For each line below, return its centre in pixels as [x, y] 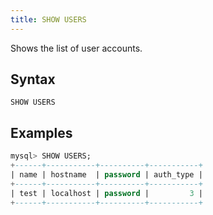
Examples [41, 132]
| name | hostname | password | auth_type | [106, 175]
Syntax [33, 79]
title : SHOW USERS [48, 19]
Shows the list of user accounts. [76, 48]
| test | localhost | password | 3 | [106, 193]
